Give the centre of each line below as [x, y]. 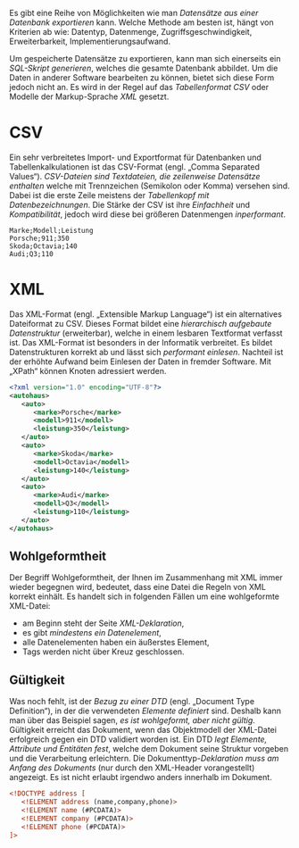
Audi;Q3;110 [31, 254]
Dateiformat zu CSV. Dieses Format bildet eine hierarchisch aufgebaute [141, 323]
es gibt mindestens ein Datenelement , [92, 633]
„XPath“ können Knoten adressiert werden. [88, 370]
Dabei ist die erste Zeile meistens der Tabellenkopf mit [109, 195]
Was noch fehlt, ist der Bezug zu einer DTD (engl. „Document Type [132, 702]
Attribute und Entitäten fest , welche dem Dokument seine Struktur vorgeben [149, 749]
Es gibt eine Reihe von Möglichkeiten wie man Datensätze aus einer [134, 13]
